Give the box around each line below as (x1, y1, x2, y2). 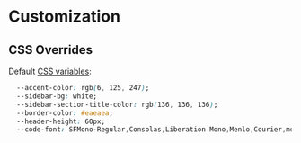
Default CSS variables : (8, 66, 92, 76)
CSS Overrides (8, 42, 93, 58)
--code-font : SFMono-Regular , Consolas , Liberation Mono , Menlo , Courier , (16, 125, 287, 134)
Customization (8, 6, 120, 27)
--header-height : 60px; (16, 117, 105, 126)
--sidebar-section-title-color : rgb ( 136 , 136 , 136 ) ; (16, 100, 218, 109)
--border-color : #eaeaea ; (16, 108, 114, 118)
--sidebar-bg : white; (16, 92, 98, 101)
